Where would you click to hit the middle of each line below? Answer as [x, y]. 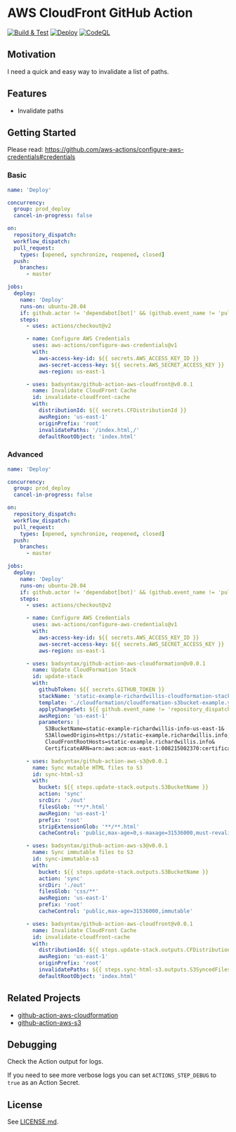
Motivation [32, 55]
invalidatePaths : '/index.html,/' [89, 430]
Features [27, 94]
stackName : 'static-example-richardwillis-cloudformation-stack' [136, 696]
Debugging [32, 1045]
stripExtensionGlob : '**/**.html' [89, 827]
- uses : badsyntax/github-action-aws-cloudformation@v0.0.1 [116, 663]
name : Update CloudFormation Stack [85, 670]
